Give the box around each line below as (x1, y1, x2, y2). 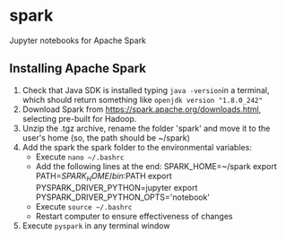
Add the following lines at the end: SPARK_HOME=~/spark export (35, 160, 278, 171)
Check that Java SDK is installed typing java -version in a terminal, (22, 84, 271, 95)
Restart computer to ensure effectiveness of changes (35, 210, 233, 221)
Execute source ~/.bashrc (35, 201, 133, 211)
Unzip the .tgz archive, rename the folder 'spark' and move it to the (22, 123, 271, 133)
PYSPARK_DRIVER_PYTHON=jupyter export (35, 182, 198, 193)
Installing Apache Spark (9, 61, 146, 76)
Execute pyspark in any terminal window (22, 220, 170, 231)
